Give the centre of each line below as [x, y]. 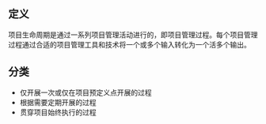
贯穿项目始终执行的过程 [58, 112]
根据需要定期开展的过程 [58, 102]
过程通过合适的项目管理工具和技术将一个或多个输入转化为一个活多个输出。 [129, 44]
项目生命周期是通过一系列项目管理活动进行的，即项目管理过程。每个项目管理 [133, 35]
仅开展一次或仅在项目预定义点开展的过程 [85, 92]
